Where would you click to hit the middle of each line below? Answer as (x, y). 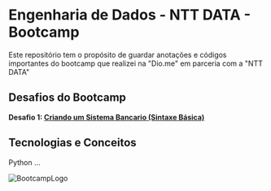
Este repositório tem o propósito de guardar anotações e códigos (118, 54)
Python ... (24, 162)
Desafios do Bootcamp (67, 98)
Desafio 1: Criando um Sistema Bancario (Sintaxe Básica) (107, 117)
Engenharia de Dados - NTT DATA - (129, 15)
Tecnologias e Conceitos (72, 143)
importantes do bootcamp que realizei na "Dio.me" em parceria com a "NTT (135, 63)
